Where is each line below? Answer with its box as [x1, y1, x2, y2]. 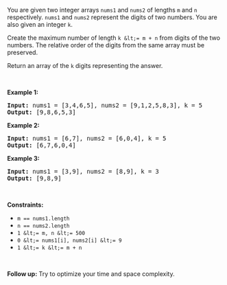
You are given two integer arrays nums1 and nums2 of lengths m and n [7, 6, 198, 14]
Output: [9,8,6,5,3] [7, 109, 77, 116]
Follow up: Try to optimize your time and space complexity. [7, 270, 175, 277]
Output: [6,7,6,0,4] [7, 141, 77, 149]
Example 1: [7, 89, 39, 96]
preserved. [7, 48, 38, 56]
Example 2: [7, 122, 40, 129]
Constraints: [7, 201, 44, 209]
